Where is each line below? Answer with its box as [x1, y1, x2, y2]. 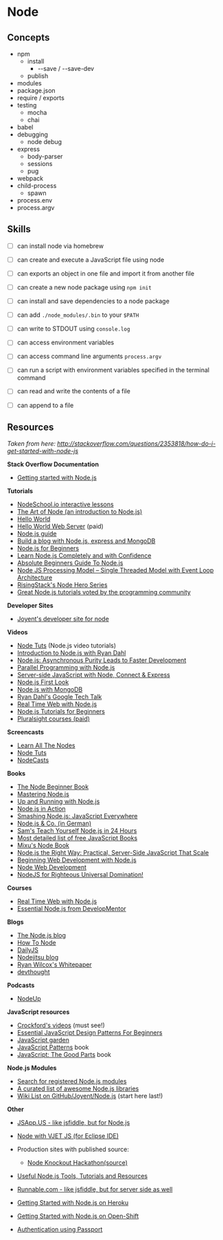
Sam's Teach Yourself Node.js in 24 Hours [16, 827, 137, 835]
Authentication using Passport [16, 1226, 103, 1234]
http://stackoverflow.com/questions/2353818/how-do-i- [57, 440, 216, 448]
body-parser [27, 152, 63, 161]
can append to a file [16, 401, 74, 409]
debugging [16, 130, 48, 138]
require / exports [16, 94, 65, 102]
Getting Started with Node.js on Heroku [16, 1199, 129, 1207]
